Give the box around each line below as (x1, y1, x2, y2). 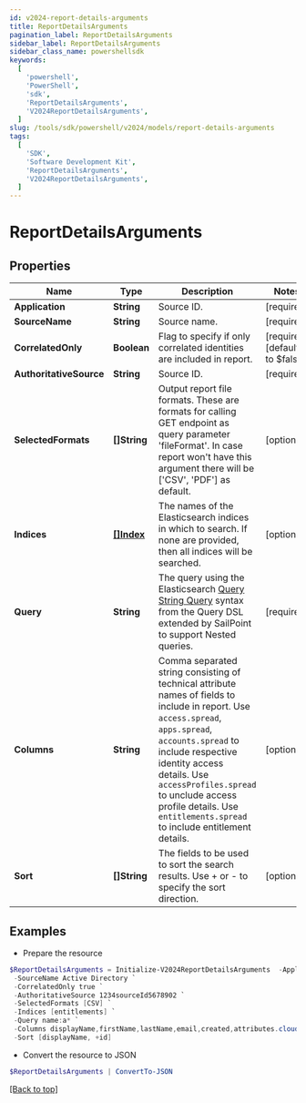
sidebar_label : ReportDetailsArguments (9, 38, 161, 48)
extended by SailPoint (158, 617, 252, 629)
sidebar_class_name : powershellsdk (9, 47, 145, 56)
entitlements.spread (158, 812, 248, 822)
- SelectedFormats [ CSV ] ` (13, 999, 112, 1008)
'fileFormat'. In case (158, 439, 243, 452)
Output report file (158, 383, 232, 395)
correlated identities (158, 342, 244, 354)
